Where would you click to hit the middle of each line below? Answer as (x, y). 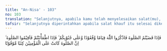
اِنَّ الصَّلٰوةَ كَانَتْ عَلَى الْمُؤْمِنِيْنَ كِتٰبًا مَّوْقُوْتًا (42, 43)
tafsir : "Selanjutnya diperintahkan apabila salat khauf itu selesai (79, 24)
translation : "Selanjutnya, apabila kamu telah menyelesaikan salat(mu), (83, 19)
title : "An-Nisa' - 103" (31, 10)
